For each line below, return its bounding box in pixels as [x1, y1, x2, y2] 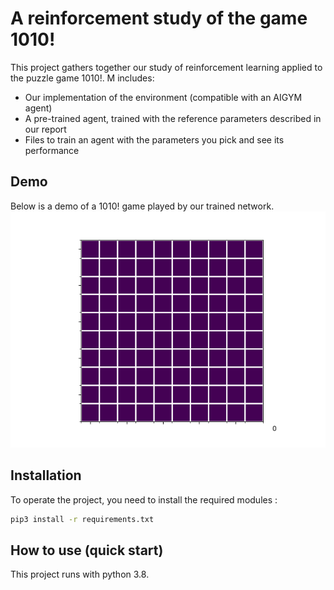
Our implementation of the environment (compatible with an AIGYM [24, 91, 303, 103]
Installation [10, 467, 82, 484]
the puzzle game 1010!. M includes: [10, 72, 155, 84]
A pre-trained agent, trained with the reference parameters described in [24, 112, 322, 124]
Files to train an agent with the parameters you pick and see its [24, 133, 285, 146]
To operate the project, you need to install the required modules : [10, 493, 278, 506]
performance [24, 144, 80, 156]
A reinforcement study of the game [10, 7, 308, 30]
